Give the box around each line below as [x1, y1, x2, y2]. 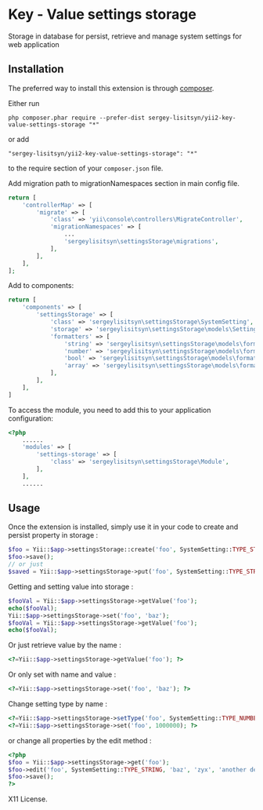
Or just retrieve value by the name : [8, 640, 121, 650]
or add [8, 134, 30, 144]
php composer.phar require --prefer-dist [8, 114, 146, 122]
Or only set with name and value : [8, 670, 117, 680]
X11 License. [8, 794, 49, 804]
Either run [8, 98, 40, 108]
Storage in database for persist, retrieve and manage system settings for [8, 31, 243, 41]
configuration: [8, 414, 53, 423]
